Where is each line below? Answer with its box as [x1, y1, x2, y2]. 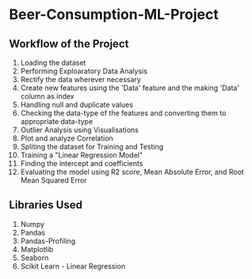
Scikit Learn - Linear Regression [20, 261, 126, 270]
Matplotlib [20, 244, 54, 254]
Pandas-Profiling [20, 236, 76, 246]
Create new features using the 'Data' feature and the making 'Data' [20, 83, 240, 92]
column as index [20, 92, 74, 100]
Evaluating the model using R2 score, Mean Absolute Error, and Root [20, 168, 244, 176]
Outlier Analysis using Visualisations [20, 125, 139, 134]
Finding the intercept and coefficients [20, 159, 143, 168]
